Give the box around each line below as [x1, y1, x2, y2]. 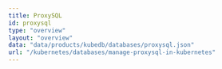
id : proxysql [8, 19, 52, 27]
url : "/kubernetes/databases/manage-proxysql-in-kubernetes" [8, 48, 216, 56]
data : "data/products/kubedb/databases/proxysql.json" [8, 41, 195, 49]
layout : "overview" [8, 33, 73, 42]
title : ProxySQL [8, 11, 62, 20]
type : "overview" [8, 26, 66, 34]
